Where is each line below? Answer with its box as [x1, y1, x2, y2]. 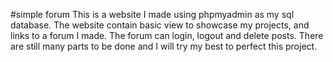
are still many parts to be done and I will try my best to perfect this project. [10, 40, 318, 52]
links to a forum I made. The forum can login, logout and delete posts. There [10, 30, 324, 41]
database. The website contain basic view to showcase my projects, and [10, 19, 310, 31]
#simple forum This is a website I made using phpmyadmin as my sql [10, 9, 295, 20]
